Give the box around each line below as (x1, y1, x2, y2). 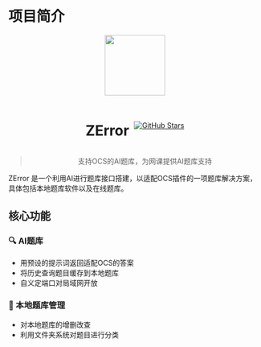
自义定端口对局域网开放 (19, 278, 98, 287)
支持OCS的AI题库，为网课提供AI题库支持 (77, 156, 213, 166)
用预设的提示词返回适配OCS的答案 (19, 258, 134, 267)
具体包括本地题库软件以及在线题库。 (8, 183, 128, 193)
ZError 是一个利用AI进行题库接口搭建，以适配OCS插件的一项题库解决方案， (8, 173, 257, 183)
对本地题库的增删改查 (19, 320, 91, 329)
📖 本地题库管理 (8, 299, 66, 311)
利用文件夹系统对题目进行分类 (19, 329, 119, 339)
